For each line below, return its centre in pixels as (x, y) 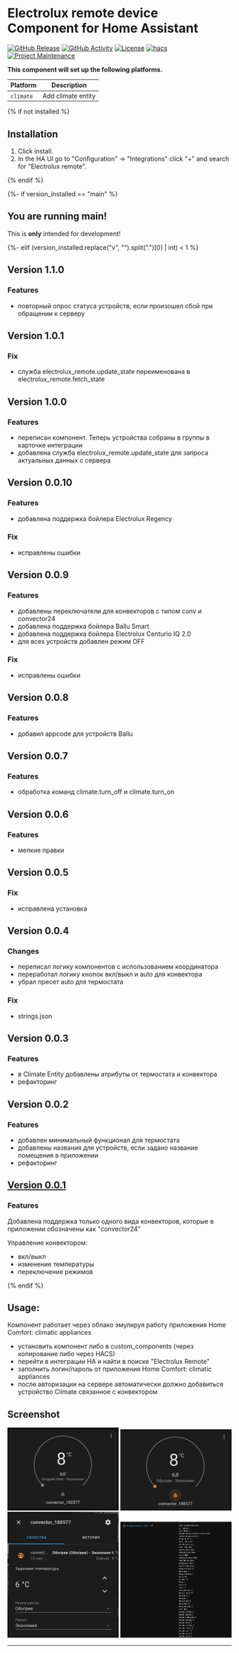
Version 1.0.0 (37, 401)
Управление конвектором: (47, 1243)
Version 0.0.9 (38, 575)
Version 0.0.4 (38, 930)
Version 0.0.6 (38, 814)
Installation (33, 134)
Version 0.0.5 (38, 873)
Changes (23, 951)
